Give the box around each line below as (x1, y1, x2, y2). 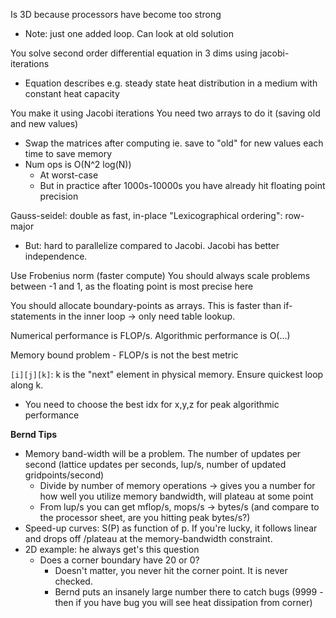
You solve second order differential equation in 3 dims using (10, 47, 258, 59)
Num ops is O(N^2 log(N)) (24, 159, 132, 170)
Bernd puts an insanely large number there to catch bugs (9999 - (54, 586, 324, 598)
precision (39, 190, 79, 202)
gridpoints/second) (24, 469, 105, 481)
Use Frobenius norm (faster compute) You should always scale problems (10, 270, 311, 281)
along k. (10, 379, 44, 391)
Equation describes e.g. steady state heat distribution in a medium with (24, 77, 318, 89)
